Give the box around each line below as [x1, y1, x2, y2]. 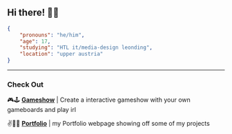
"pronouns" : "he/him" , [19, 32, 85, 38]
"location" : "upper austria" [19, 51, 104, 58]
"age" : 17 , [19, 38, 51, 45]
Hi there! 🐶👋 [7, 7, 59, 19]
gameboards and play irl [7, 106, 77, 114]
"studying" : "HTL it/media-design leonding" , [19, 44, 153, 52]
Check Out [7, 80, 43, 89]
